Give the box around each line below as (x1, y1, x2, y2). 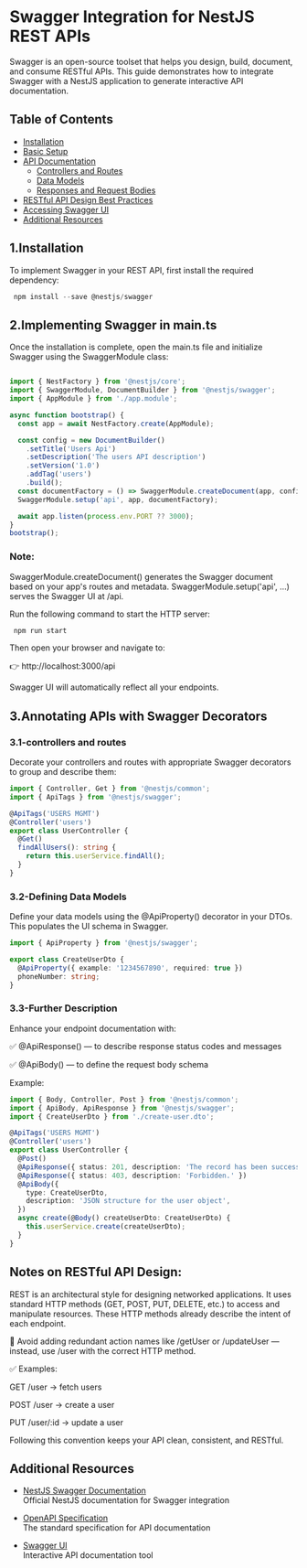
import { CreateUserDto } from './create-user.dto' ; (9, 1112, 215, 1122)
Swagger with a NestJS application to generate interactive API (9, 75, 244, 86)
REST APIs (9, 26, 91, 47)
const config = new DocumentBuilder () (17, 435, 166, 445)
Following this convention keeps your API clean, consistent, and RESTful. (9, 1434, 284, 1445)
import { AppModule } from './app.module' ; (9, 394, 178, 403)
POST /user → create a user (9, 1399, 115, 1410)
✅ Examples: (9, 1363, 58, 1374)
